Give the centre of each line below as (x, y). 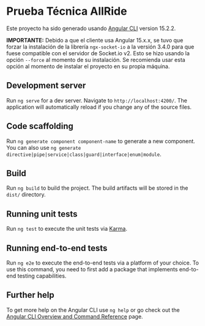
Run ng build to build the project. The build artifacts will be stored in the (97, 188)
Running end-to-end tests (57, 248)
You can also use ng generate (44, 147)
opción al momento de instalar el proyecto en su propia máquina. (88, 66)
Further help (31, 295)
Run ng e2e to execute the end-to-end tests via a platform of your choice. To (103, 263)
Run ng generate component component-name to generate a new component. (101, 141)
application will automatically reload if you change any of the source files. (99, 107)
